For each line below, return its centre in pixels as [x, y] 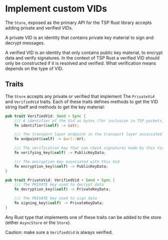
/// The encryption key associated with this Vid [67, 161]
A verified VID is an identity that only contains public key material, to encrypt [84, 52]
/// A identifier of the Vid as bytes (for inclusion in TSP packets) [89, 120]
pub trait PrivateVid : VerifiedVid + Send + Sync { [60, 180]
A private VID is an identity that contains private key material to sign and [79, 37]
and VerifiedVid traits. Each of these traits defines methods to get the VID [82, 101]
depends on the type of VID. [34, 68]
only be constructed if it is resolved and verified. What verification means [81, 63]
